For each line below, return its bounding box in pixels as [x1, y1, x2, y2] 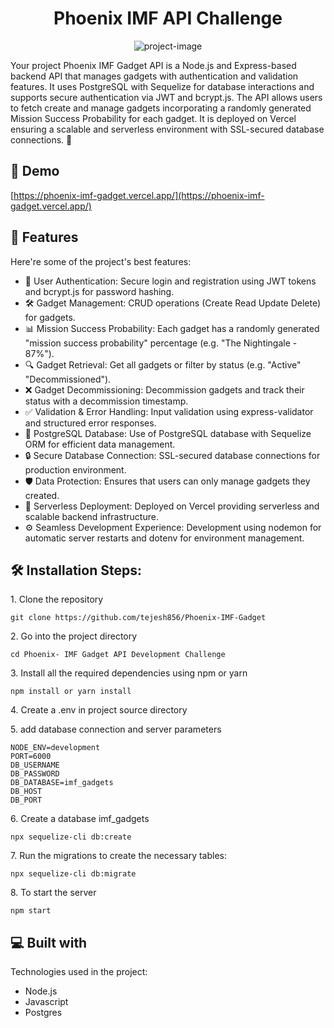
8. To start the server [10, 887, 97, 899]
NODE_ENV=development [10, 743, 101, 753]
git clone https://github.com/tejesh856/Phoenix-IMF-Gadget [10, 613, 267, 623]
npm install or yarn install [10, 687, 132, 697]
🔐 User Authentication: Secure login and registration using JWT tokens [24, 275, 317, 287]
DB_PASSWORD [10, 769, 60, 779]
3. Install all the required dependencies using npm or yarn [10, 667, 248, 679]
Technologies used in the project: [10, 966, 148, 978]
